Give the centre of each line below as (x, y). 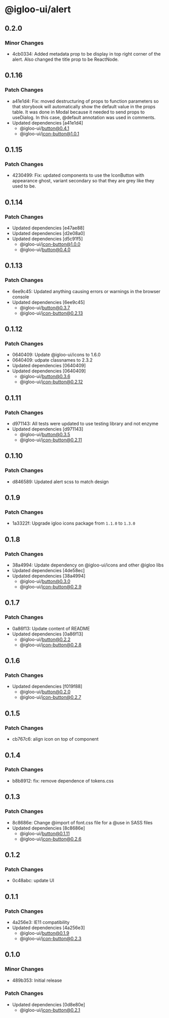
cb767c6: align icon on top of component (55, 739)
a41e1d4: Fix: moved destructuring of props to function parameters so (85, 101)
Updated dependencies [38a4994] (49, 576)
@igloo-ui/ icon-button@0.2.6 (51, 839)
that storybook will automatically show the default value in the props (84, 106)
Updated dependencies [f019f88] (47, 686)
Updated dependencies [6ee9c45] (48, 302)
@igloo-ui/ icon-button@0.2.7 (50, 697)
